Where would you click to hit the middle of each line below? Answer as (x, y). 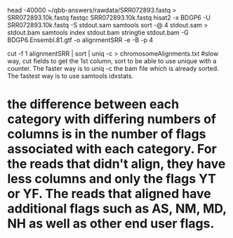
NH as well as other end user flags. (111, 224)
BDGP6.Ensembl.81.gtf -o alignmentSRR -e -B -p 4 (80, 40)
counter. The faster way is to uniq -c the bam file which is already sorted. (113, 68)
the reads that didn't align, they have (116, 164)
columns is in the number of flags (107, 134)
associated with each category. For (112, 149)
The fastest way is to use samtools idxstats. (71, 76)
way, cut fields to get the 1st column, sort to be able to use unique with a (112, 61)
